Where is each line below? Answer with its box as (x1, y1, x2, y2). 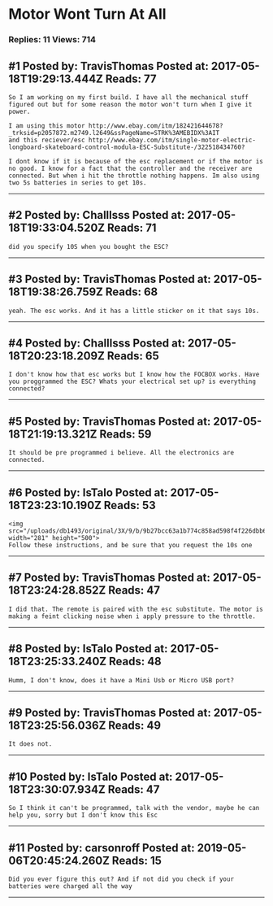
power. (8, 107, 31, 115)
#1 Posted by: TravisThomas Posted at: (8, 59, 210, 73)
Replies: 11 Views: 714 (8, 34, 96, 46)
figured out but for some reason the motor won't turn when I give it (8, 100, 253, 108)
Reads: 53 (103, 498, 156, 512)
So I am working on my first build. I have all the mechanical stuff (8, 93, 249, 102)
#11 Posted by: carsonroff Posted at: (8, 841, 195, 855)
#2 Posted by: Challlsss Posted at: (8, 208, 185, 222)
